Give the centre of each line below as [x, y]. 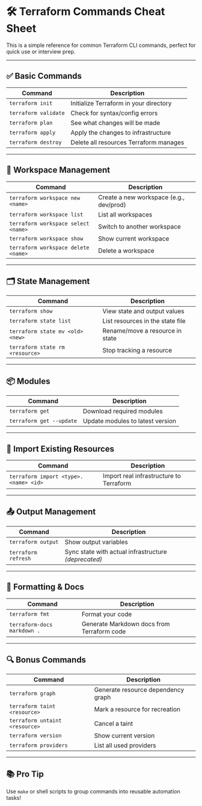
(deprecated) [83, 559]
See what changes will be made [115, 123]
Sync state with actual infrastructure [116, 552]
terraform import [34, 477]
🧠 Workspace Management [58, 170]
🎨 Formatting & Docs [45, 587]
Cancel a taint [114, 724]
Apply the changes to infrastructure [121, 132]
